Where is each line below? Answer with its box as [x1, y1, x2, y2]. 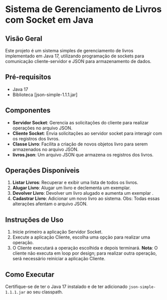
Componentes [5, 106, 51, 115]
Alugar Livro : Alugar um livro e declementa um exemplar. [12, 185, 131, 191]
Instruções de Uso [5, 215, 64, 224]
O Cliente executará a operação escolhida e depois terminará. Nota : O [12, 245, 158, 251]
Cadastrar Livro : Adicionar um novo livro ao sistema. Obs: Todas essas [12, 195, 160, 202]
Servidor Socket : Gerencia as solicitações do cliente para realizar [12, 119, 149, 125]
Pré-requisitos [5, 73, 52, 82]
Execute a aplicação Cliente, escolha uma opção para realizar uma [12, 234, 150, 240]
